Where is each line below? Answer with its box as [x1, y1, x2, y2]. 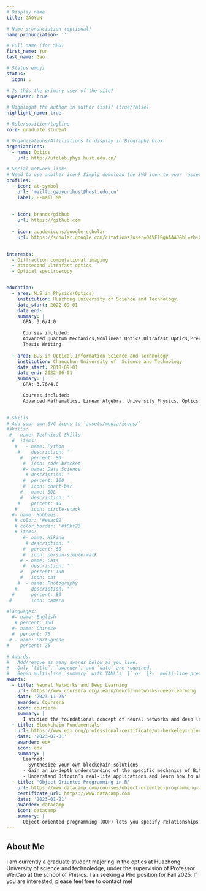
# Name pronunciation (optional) [6, 26, 92, 32]
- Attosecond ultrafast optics [12, 262, 92, 269]
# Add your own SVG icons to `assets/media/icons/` [6, 421, 141, 427]
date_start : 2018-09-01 [17, 364, 78, 370]
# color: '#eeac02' [14, 518, 64, 524]
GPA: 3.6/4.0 [22, 319, 56, 325]
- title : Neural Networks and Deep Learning [12, 682, 128, 688]
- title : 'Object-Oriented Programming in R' [12, 779, 131, 785]
